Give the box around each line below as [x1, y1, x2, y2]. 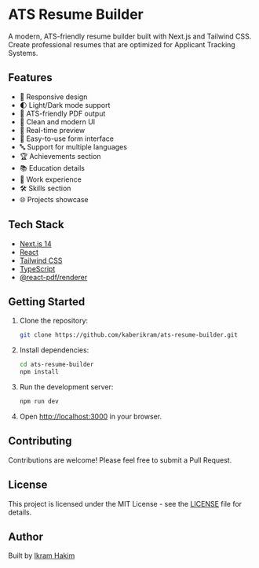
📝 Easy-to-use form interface [19, 134, 114, 143]
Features [8, 71, 53, 84]
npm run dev [19, 397, 59, 405]
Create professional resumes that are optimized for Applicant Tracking [8, 39, 235, 49]
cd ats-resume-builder [19, 360, 94, 369]
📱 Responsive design [19, 92, 88, 101]
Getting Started [8, 295, 86, 308]
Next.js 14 [19, 238, 53, 249]
